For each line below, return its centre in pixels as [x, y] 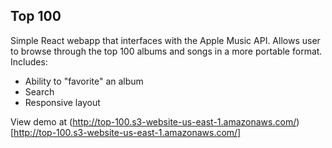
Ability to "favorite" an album [84, 81]
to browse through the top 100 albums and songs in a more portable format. [166, 51]
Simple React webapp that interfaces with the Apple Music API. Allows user [165, 40]
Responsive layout [62, 102]
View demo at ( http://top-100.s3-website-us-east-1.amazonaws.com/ [153, 121]
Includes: [29, 61]
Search [39, 91]
